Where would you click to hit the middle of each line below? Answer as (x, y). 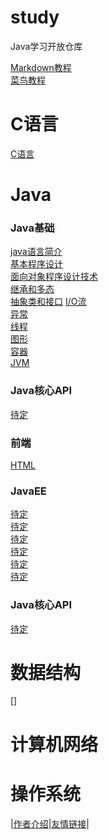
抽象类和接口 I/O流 (48, 302)
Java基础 (32, 228)
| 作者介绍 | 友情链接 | (50, 823)
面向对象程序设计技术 (54, 277)
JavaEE (28, 491)
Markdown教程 (41, 67)
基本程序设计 (36, 264)
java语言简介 (36, 252)
